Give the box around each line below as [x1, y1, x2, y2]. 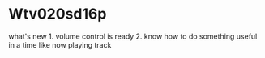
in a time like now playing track [8, 39, 112, 49]
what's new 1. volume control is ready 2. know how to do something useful [8, 31, 258, 41]
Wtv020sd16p [8, 5, 107, 23]
